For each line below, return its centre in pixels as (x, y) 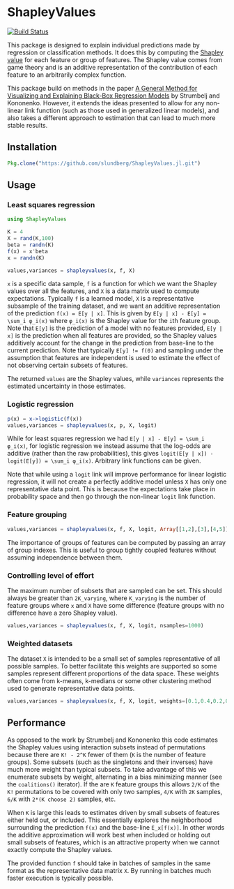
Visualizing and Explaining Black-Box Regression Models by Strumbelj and (114, 96)
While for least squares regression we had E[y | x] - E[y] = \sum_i (106, 439)
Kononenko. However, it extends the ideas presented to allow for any (106, 103)
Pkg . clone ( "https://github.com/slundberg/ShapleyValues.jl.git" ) (104, 163)
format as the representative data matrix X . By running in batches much (109, 870)
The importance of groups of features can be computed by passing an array (117, 542)
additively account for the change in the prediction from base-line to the (111, 343)
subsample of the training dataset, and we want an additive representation (114, 306)
